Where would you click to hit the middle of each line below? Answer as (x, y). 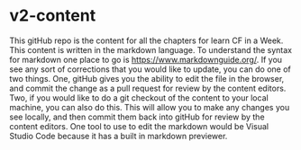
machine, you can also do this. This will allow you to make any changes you (150, 107)
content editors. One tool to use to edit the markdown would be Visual (139, 126)
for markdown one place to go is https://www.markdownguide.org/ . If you (146, 59)
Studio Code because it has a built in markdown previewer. (119, 136)
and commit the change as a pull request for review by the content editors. (148, 88)
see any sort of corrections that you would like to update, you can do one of (150, 69)
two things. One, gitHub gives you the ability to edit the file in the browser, (147, 78)
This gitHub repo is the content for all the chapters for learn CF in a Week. (146, 40)
